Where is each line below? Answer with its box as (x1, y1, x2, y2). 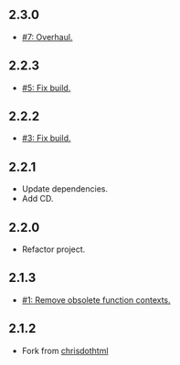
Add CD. (21, 193, 54, 204)
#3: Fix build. (21, 132, 71, 144)
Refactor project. (21, 244, 86, 255)
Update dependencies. (21, 183, 109, 194)
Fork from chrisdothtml (21, 345, 109, 356)
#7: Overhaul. (21, 31, 73, 42)
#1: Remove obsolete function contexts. (21, 294, 171, 305)
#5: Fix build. (21, 82, 71, 93)
